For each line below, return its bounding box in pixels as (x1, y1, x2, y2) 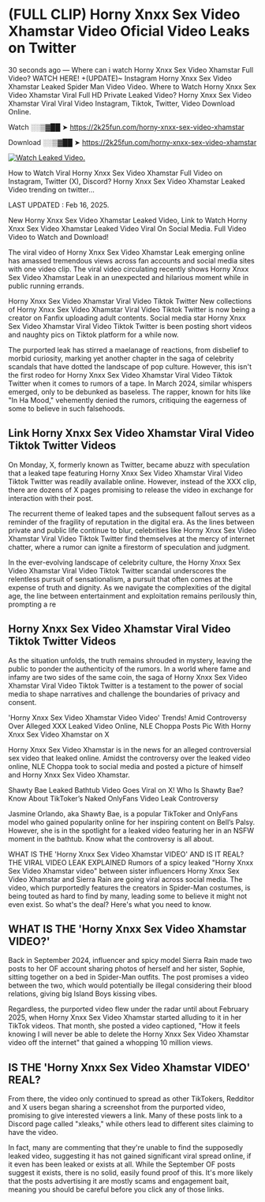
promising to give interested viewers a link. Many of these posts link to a (8, 1111, 243, 1121)
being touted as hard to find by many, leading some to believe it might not (8, 891, 248, 901)
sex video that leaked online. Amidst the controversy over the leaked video (8, 753, 251, 763)
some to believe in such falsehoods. (8, 404, 125, 413)
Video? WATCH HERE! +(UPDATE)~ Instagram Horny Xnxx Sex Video (8, 73, 233, 83)
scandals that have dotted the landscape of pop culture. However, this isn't (8, 361, 252, 371)
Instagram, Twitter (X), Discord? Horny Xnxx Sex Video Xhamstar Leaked (8, 176, 245, 186)
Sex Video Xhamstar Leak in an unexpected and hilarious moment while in (8, 272, 249, 282)
